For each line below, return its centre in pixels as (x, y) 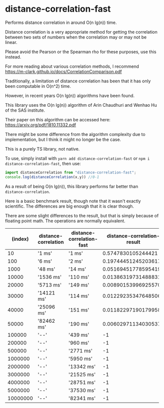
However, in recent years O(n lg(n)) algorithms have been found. (70, 96)
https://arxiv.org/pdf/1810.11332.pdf (41, 125)
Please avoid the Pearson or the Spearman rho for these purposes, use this (81, 52)
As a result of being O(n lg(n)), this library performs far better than (72, 186)
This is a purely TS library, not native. (42, 149)
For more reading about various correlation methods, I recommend (72, 66)
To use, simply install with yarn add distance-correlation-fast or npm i (77, 158)
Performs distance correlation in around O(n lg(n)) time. (61, 22)
